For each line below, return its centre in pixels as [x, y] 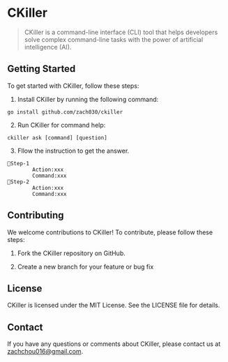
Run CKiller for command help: [61, 125]
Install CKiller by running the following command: [88, 99]
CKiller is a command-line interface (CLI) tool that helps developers [121, 32]
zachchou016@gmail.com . [45, 352]
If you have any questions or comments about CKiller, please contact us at [114, 344]
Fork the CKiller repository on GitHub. [71, 253]
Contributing [36, 215]
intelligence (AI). [48, 47]
